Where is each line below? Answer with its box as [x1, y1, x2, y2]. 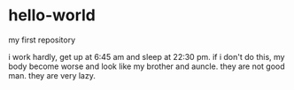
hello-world [8, 5, 97, 26]
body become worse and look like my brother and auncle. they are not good [8, 61, 285, 71]
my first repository [8, 34, 76, 45]
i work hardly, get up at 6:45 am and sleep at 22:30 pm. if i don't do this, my [8, 51, 285, 62]
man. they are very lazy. [8, 70, 97, 80]
